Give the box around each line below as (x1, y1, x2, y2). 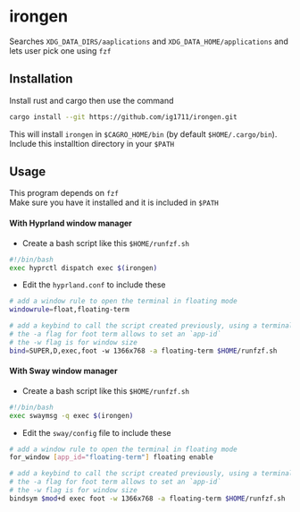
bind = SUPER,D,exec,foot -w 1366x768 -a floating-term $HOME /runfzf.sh (9, 346, 278, 355)
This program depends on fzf (9, 188, 119, 199)
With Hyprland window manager (9, 218, 132, 229)
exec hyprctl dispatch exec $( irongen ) (9, 263, 158, 272)
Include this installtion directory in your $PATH (9, 138, 175, 149)
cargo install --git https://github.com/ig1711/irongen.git (9, 112, 238, 122)
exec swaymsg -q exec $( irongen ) (9, 411, 134, 420)
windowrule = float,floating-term (9, 305, 129, 314)
